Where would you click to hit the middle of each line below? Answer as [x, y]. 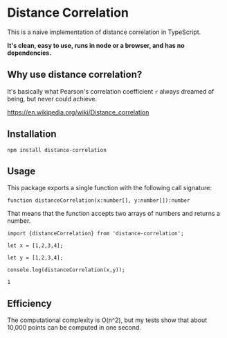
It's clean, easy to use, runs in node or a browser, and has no [96, 45]
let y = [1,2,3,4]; [35, 258]
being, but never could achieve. [52, 99]
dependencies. [29, 53]
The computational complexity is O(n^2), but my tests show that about [107, 320]
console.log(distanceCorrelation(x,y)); [66, 270]
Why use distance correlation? [75, 75]
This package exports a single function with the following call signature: [110, 188]
